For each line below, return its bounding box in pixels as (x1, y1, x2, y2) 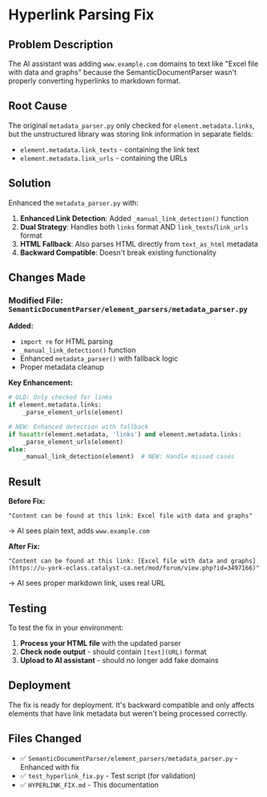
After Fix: (8, 542, 40, 551)
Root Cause (8, 99, 68, 113)
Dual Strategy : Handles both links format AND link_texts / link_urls (19, 222, 249, 231)
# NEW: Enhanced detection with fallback (8, 423, 149, 431)
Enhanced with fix (19, 762, 80, 772)
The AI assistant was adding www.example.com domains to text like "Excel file (8, 59, 259, 68)
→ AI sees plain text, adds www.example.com (8, 526, 150, 536)
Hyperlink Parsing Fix (8, 6, 155, 24)
